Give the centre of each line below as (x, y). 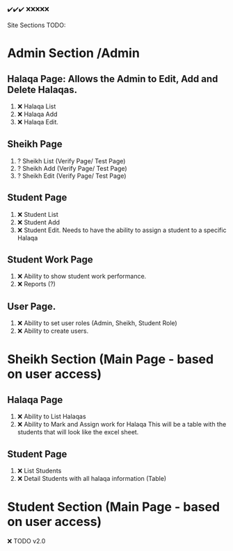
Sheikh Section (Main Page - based (111, 360)
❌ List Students (39, 471)
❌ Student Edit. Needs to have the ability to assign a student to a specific (122, 230)
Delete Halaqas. (42, 89)
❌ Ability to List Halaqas (51, 417)
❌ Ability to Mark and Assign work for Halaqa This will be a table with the (122, 425)
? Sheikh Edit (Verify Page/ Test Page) (72, 176)
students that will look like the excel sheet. (78, 432)
